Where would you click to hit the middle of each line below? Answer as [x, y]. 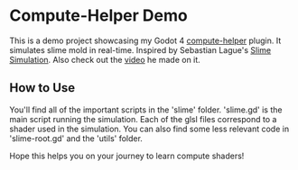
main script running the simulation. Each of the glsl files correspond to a [143, 119]
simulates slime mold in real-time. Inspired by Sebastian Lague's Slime [140, 49]
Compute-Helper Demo [98, 16]
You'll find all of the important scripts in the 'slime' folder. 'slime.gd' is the [146, 110]
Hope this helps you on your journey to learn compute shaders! [127, 156]
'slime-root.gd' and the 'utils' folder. [76, 138]
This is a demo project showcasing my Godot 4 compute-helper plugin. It [145, 40]
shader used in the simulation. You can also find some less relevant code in [149, 129]
